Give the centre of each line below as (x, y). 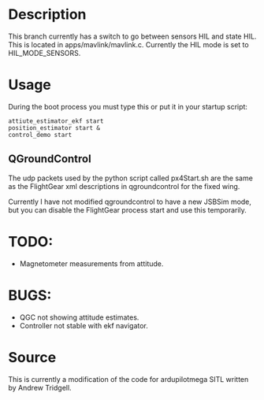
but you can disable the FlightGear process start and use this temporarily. (127, 209)
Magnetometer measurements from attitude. (91, 263)
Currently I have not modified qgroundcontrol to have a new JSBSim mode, (130, 202)
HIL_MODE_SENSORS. (45, 53)
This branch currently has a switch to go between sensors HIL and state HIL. (132, 36)
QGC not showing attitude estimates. (79, 317)
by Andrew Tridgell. (40, 387)
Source (32, 357)
